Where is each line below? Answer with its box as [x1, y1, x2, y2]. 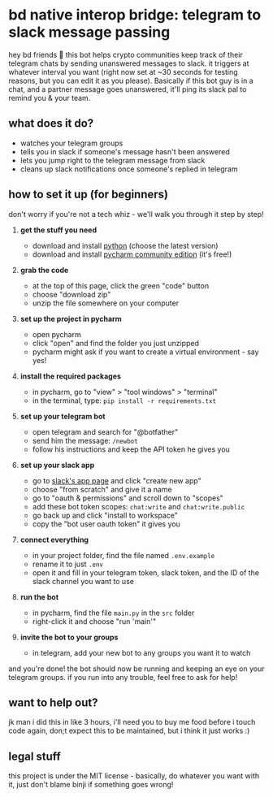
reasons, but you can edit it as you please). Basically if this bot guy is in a [8, 76, 253, 85]
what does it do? [8, 116, 94, 131]
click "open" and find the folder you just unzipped [32, 338, 199, 348]
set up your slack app [19, 460, 95, 470]
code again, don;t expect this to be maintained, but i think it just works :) [8, 726, 250, 736]
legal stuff [8, 749, 61, 763]
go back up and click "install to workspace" [32, 510, 179, 520]
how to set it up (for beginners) [8, 188, 169, 201]
